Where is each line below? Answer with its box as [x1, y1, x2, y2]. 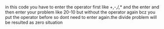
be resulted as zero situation [5, 19, 63, 25]
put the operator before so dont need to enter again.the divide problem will [5, 14, 157, 20]
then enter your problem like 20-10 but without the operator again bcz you [5, 9, 156, 15]
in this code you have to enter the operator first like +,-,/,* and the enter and [5, 4, 160, 10]
